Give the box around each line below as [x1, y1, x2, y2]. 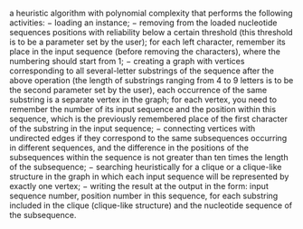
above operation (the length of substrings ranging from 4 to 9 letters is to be [9, 75, 294, 85]
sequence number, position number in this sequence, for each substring [9, 190, 279, 201]
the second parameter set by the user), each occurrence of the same [9, 85, 268, 95]
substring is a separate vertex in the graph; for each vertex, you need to [9, 94, 278, 105]
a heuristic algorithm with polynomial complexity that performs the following [9, 8, 293, 18]
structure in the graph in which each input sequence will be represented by [9, 171, 289, 182]
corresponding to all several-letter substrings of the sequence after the [9, 65, 274, 76]
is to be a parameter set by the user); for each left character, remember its [9, 36, 287, 47]
